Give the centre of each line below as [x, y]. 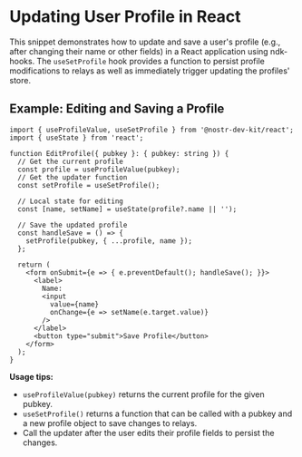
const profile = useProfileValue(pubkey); [99, 170]
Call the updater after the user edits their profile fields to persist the [148, 433]
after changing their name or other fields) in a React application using [139, 51]
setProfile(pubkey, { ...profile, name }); [109, 241]
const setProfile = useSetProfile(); [89, 185]
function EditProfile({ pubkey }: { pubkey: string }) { [119, 153]
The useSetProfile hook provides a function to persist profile [151, 61]
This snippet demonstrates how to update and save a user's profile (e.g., [145, 42]
